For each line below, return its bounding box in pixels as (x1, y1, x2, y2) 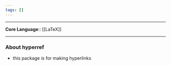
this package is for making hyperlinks (12, 55, 92, 61)
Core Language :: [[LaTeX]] (5, 26, 62, 32)
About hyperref (5, 44, 44, 51)
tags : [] (5, 7, 24, 13)
